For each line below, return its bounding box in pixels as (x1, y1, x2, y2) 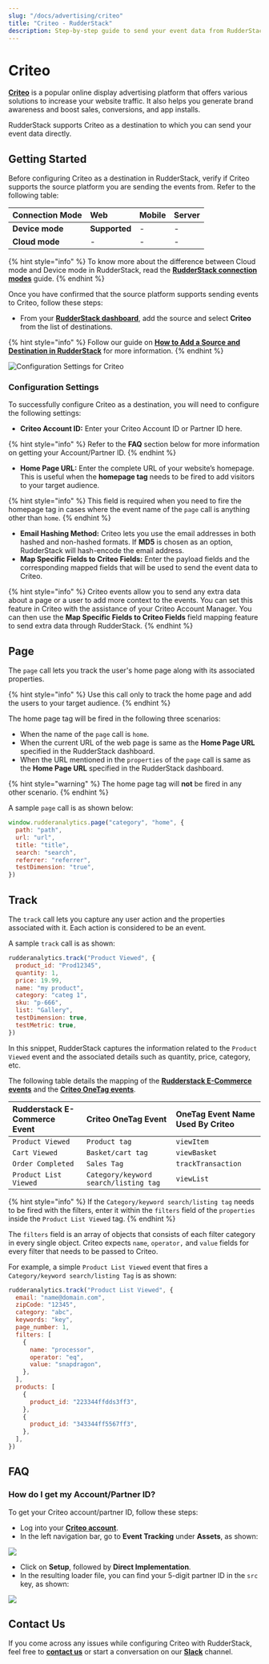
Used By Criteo (175, 1118, 235, 1129)
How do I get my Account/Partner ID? (8, 1489, 156, 1500)
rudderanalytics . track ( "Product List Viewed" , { (8, 1286, 174, 1294)
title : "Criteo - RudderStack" (8, 19, 113, 27)
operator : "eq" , (29, 1353, 84, 1361)
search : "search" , (15, 848, 78, 856)
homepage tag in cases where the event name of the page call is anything (8, 505, 251, 515)
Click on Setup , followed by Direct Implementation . (19, 1562, 191, 1572)
